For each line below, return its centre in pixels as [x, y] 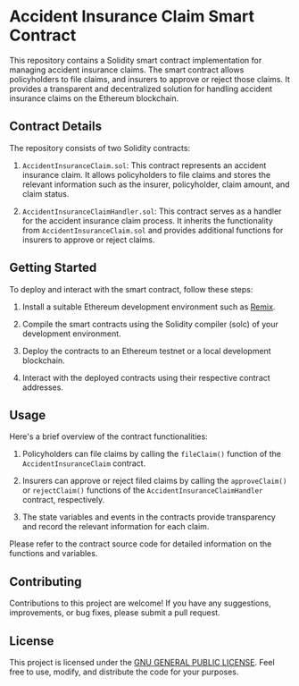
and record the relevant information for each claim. [116, 527]
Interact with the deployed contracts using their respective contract [146, 377]
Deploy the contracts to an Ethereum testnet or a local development [146, 351]
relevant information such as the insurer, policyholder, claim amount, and [156, 184]
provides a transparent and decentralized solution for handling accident [141, 89]
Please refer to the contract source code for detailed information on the [141, 544]
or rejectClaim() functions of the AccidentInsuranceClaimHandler [142, 490]
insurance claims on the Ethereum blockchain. [94, 98]
